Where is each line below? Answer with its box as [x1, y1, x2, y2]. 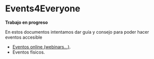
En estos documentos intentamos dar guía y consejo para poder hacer [5, 29, 150, 35]
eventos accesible [5, 34, 43, 40]
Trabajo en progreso [5, 19, 48, 25]
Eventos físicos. [12, 49, 45, 55]
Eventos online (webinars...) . [12, 44, 71, 50]
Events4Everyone [5, 3, 80, 14]
